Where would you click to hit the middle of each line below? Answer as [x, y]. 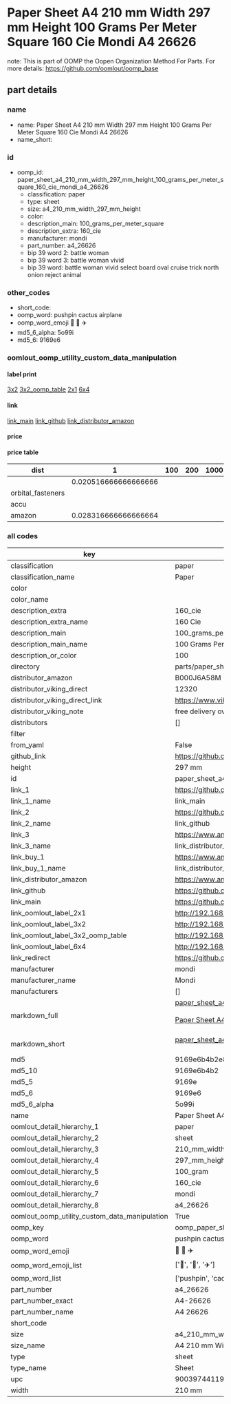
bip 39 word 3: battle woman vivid [76, 260]
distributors [29, 722]
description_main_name [49, 644]
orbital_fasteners [38, 493]
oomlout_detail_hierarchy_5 [55, 1171]
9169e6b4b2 [197, 1070]
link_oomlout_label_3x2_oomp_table [69, 935]
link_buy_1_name [38, 868]
